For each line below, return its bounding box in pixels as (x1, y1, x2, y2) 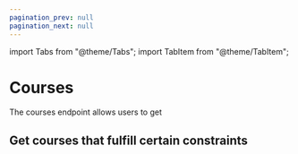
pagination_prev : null (9, 13, 94, 22)
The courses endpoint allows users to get (9, 107, 163, 117)
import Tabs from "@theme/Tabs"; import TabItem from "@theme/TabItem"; (9, 46, 289, 56)
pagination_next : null (9, 21, 94, 30)
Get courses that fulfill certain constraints (9, 133, 248, 148)
